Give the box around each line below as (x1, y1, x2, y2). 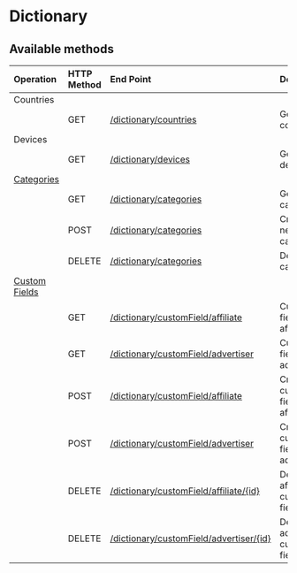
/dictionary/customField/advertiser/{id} (110, 532, 271, 545)
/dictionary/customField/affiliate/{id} (110, 485, 261, 497)
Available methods (9, 42, 115, 57)
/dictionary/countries (110, 113, 197, 126)
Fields (13, 286, 39, 298)
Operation (13, 73, 57, 85)
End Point (110, 73, 152, 85)
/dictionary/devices (110, 153, 190, 165)
